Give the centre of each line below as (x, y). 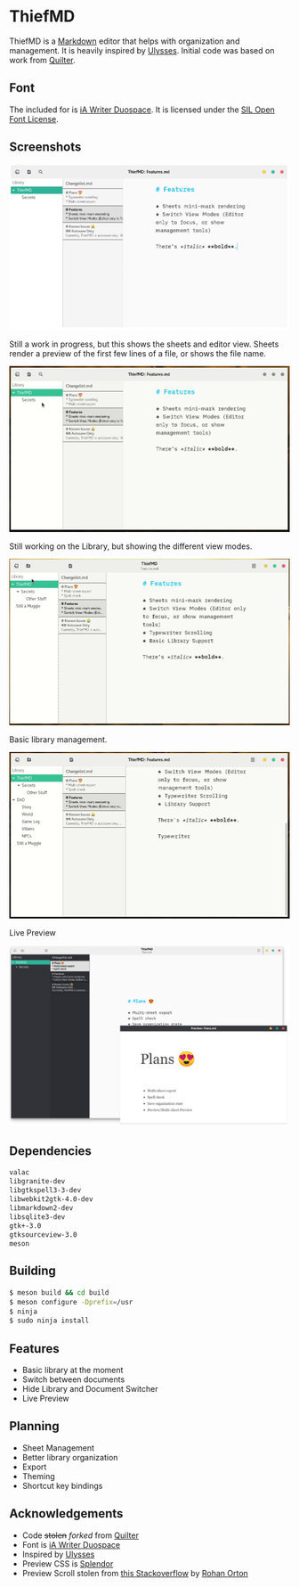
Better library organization (70, 1457)
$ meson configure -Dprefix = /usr (71, 1302)
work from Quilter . (42, 60)
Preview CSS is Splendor (68, 1563)
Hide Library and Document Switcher (90, 1389)
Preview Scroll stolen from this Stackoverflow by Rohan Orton (135, 1573)
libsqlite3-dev (37, 1217)
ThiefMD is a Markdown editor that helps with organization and (125, 41)
